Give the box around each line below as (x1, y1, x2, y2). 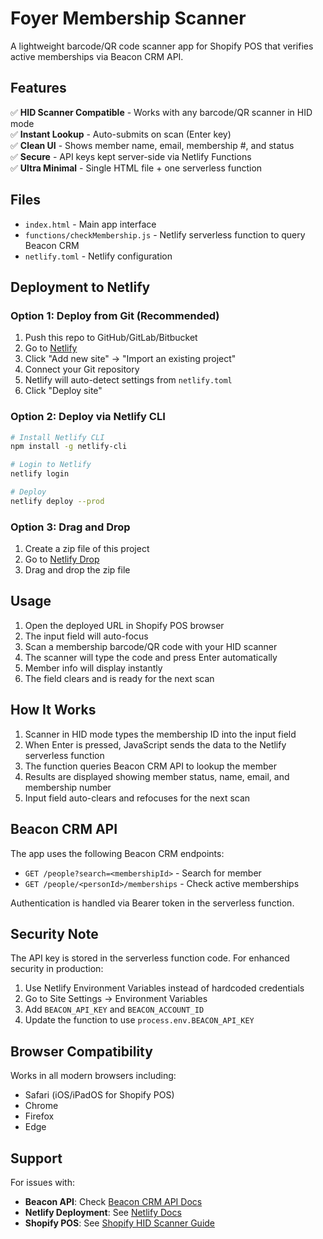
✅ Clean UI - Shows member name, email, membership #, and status (10, 139, 295, 151)
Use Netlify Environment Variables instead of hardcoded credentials (24, 982, 305, 994)
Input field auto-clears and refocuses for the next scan (24, 792, 251, 804)
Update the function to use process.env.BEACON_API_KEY (24, 1014, 255, 1026)
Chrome (24, 1100, 59, 1112)
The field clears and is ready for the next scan (24, 672, 215, 684)
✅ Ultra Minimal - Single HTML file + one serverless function (10, 162, 263, 174)
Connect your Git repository (24, 363, 140, 376)
